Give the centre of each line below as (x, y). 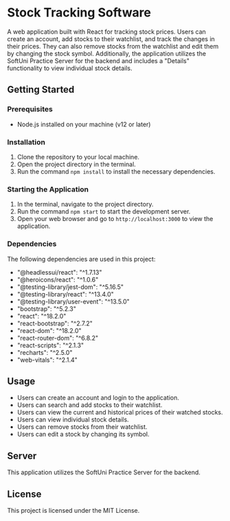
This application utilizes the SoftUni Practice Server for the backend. (104, 472)
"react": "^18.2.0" (42, 316)
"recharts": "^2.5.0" (45, 352)
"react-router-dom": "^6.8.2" (57, 338)
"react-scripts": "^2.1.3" (50, 345)
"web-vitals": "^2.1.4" (47, 360)
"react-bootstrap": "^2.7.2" (55, 323)
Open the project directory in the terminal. (76, 164)
